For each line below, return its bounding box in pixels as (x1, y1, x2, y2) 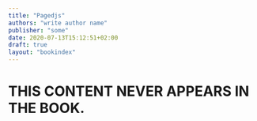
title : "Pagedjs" (8, 11, 66, 20)
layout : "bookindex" (8, 48, 77, 56)
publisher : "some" (8, 26, 69, 34)
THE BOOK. (8, 100, 85, 117)
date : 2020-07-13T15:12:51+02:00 (8, 33, 119, 42)
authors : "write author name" (8, 19, 108, 27)
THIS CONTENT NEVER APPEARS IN (8, 82, 250, 100)
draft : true (8, 41, 47, 49)
